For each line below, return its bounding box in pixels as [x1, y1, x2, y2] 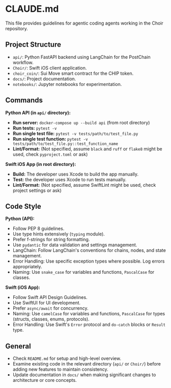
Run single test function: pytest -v [12, 136, 88, 142]
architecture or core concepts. [12, 377, 77, 383]
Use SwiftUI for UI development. [12, 300, 81, 306]
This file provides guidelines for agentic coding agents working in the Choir [5, 20, 163, 26]
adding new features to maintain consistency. [12, 367, 109, 373]
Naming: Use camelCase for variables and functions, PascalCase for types [12, 311, 165, 317]
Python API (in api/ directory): [5, 110, 71, 116]
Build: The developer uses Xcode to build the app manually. [12, 171, 139, 177]
